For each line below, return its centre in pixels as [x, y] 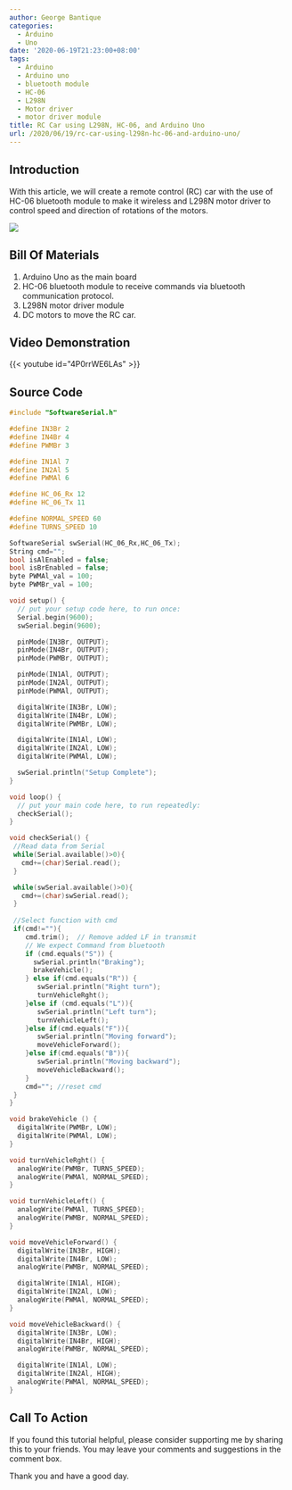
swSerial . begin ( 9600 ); [59, 626]
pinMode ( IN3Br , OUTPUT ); [63, 642]
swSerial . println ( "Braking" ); [89, 962]
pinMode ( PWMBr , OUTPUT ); [63, 658]
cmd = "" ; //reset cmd [63, 1086]
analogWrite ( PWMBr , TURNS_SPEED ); [81, 1169]
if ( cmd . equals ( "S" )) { [69, 953]
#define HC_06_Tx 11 [48, 503]
